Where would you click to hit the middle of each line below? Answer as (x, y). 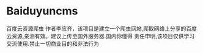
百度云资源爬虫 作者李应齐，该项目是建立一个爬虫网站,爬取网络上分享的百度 (102, 28)
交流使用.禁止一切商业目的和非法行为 (53, 43)
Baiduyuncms (42, 11)
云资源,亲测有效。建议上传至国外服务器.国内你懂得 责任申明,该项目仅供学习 (101, 36)
